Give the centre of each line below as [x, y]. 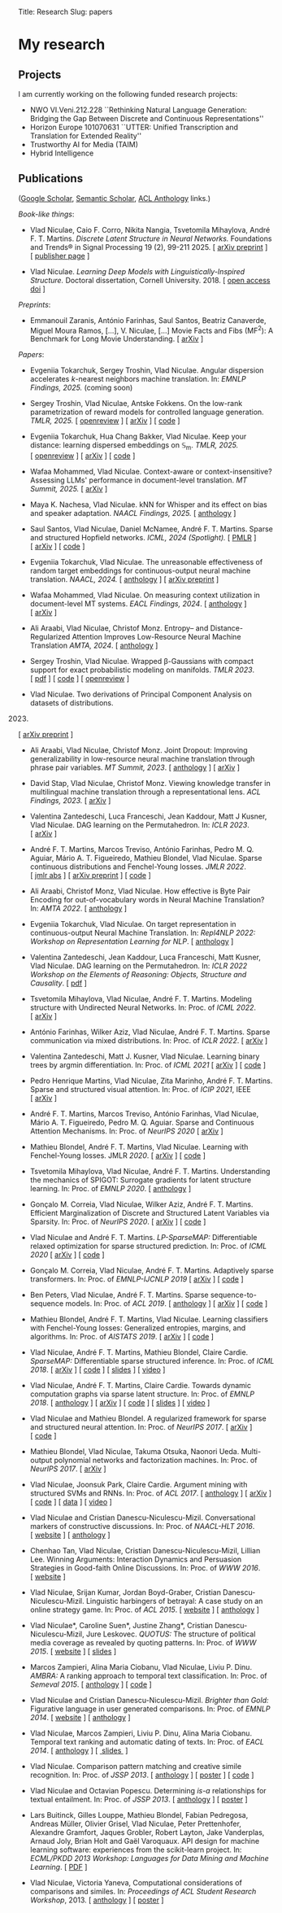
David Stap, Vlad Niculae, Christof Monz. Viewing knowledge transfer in [150, 784]
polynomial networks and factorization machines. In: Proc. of [156, 1461]
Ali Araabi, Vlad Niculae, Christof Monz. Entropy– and [119, 628]
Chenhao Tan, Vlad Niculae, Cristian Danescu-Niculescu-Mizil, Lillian [145, 1551]
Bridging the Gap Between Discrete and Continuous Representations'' [147, 118]
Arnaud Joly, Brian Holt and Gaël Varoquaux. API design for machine [145, 1841]
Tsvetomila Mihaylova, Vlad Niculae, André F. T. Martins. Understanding [150, 1172]
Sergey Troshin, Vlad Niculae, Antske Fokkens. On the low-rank [136, 404]
